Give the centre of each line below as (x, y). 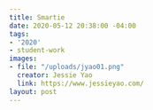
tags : (19, 34)
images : (23, 59)
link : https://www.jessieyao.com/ (80, 83)
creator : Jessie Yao (55, 75)
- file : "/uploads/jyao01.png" (67, 67)
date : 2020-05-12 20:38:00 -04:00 (73, 26)
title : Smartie (37, 17)
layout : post (33, 91)
